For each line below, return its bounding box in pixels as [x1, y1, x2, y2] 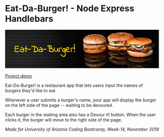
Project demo [5, 73, 32, 78]
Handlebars [5, 13, 54, 24]
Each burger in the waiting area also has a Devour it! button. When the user [5, 112, 156, 117]
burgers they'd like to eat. [5, 87, 57, 93]
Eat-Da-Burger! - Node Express [5, 3, 135, 14]
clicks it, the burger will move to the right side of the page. [5, 117, 123, 122]
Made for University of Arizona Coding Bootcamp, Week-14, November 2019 [5, 126, 159, 132]
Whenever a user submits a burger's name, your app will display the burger [5, 97, 157, 103]
